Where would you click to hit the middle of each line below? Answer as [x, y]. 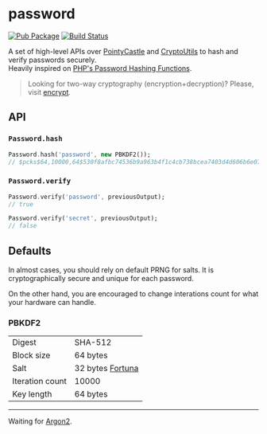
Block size [31, 355]
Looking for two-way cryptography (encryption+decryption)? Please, [141, 84]
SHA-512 [93, 342]
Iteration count [40, 381]
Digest [25, 342]
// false [23, 226]
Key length [32, 394]
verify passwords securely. [52, 60]
